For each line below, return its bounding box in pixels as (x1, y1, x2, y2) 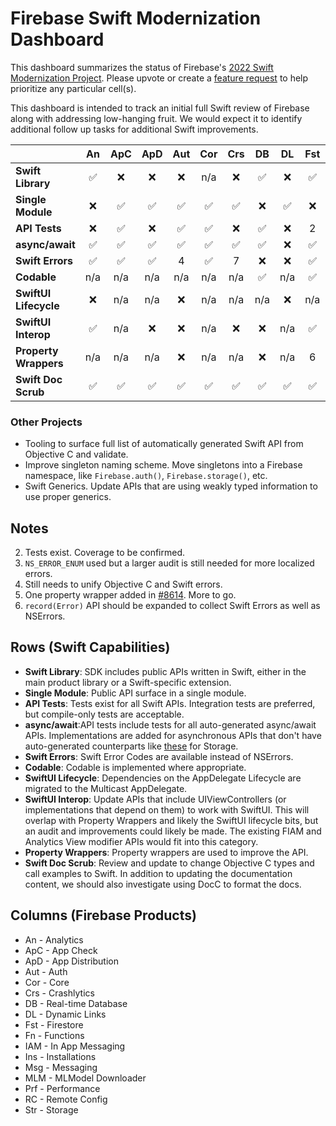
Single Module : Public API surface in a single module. (24, 687, 247, 699)
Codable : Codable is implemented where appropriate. (24, 761, 247, 773)
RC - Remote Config (24, 1093, 108, 1105)
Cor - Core (24, 976, 70, 988)
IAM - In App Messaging (24, 1040, 126, 1052)
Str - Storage (24, 1103, 79, 1116)
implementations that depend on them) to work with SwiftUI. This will (24, 803, 310, 816)
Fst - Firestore (24, 1018, 84, 1031)
